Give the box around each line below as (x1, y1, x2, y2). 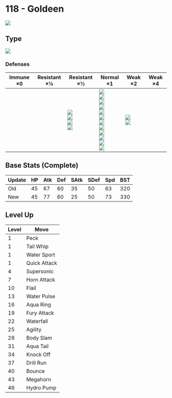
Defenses (5, 60, 30, 68)
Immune (9, 74, 30, 81)
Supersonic (26, 268, 54, 275)
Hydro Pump (26, 384, 57, 391)
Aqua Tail (26, 342, 49, 349)
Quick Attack (26, 259, 57, 267)
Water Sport (26, 251, 55, 258)
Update (8, 176, 27, 183)
